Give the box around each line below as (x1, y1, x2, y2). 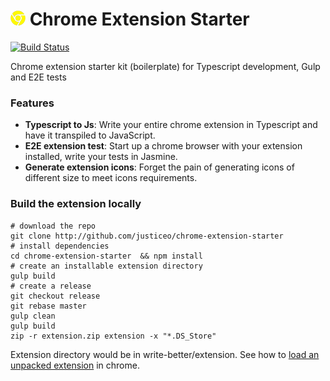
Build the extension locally (10, 197, 142, 211)
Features (10, 96, 55, 110)
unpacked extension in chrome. (10, 359, 140, 371)
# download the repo (10, 221, 97, 231)
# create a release (10, 281, 92, 291)
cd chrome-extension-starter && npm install (10, 251, 203, 261)
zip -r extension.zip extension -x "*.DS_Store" (10, 331, 217, 341)
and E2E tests (10, 71, 67, 83)
